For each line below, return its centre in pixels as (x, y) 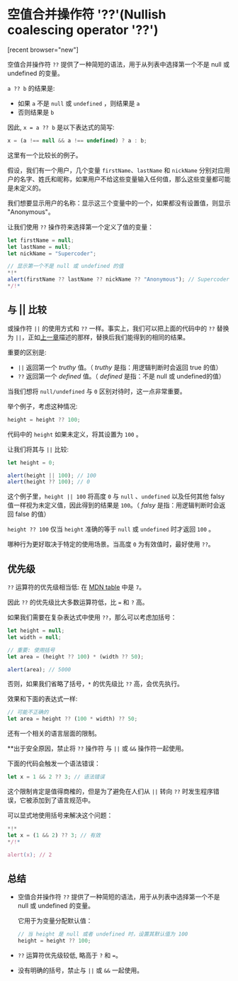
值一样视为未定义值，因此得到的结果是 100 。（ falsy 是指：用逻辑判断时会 (113, 505)
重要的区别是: (27, 352)
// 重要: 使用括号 (31, 650)
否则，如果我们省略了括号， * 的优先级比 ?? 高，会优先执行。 (96, 684)
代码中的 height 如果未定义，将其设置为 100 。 (75, 434)
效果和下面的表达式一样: (42, 699)
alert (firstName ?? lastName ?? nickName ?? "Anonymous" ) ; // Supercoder (119, 280)
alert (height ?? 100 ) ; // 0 (49, 482)
